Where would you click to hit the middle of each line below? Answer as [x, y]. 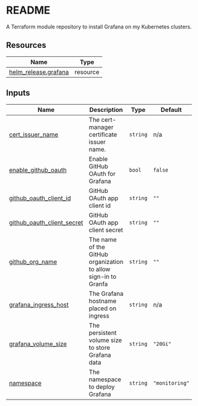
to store [99, 347]
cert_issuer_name [34, 134]
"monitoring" [171, 383]
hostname [103, 301]
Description [106, 109]
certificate [103, 134]
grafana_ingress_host [39, 304]
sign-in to [103, 276]
